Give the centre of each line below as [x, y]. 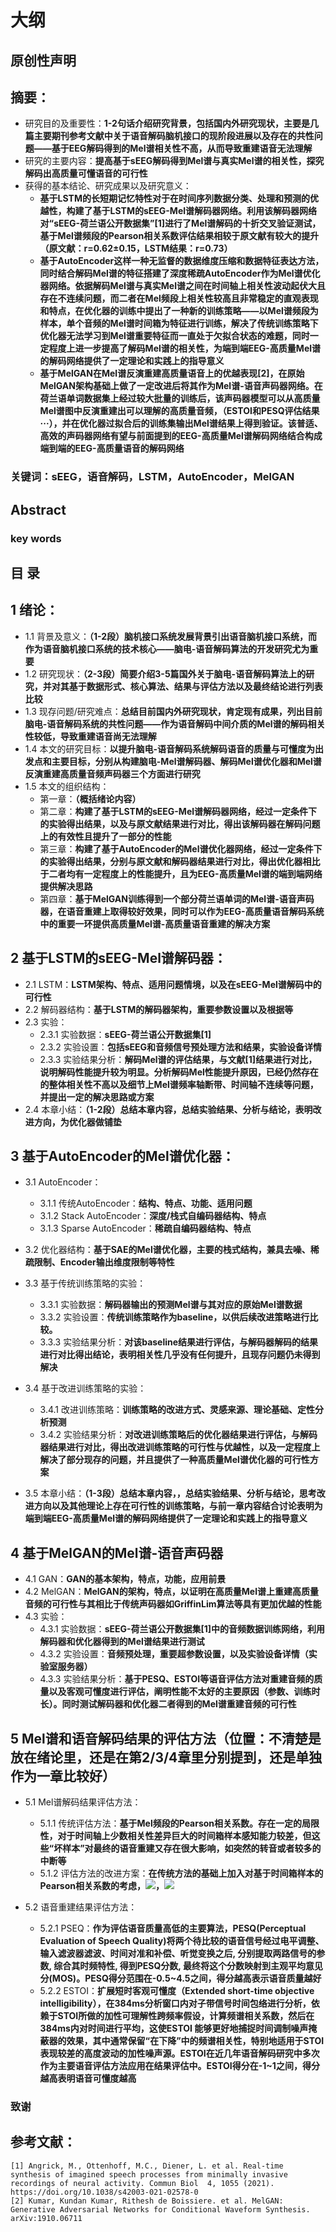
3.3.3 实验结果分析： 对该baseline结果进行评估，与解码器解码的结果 [179, 1342]
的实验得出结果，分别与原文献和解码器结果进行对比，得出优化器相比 [180, 861]
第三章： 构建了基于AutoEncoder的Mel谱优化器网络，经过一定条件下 [181, 848]
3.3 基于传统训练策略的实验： [85, 1283]
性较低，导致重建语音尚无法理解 [90, 736]
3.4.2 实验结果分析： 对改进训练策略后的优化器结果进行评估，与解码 [178, 1435]
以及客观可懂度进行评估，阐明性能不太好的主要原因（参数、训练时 [184, 1692]
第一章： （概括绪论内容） [90, 798]
